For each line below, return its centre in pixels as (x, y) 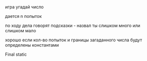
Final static (16, 54)
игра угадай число (24, 7)
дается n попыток (24, 16)
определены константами (32, 45)
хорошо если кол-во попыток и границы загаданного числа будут (73, 40)
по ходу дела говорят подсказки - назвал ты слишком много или (73, 25)
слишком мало (21, 30)
